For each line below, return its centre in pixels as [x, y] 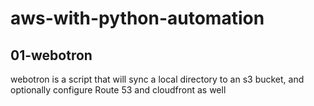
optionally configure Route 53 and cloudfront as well [118, 90]
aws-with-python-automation [137, 18]
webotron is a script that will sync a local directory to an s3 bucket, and [157, 79]
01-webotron [51, 55]
